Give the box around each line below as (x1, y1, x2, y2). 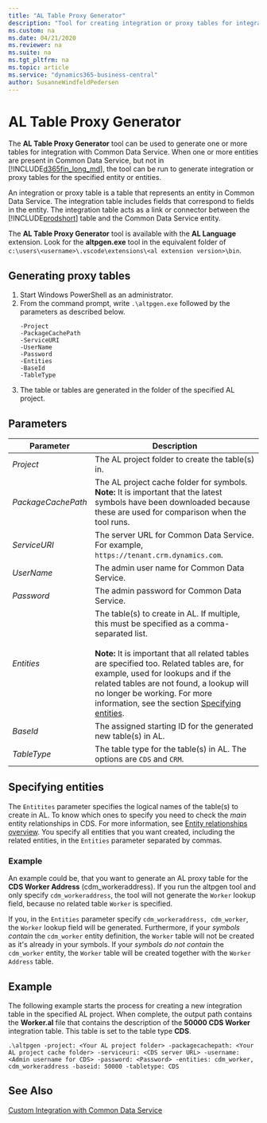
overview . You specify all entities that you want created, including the (8, 827, 235, 836)
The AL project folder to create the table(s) (95, 454, 255, 465)
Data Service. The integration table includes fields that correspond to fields (8, 197, 254, 206)
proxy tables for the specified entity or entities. (8, 173, 161, 182)
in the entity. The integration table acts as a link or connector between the (8, 205, 250, 215)
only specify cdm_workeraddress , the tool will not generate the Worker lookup (8, 890, 256, 900)
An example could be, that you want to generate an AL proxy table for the (8, 874, 249, 883)
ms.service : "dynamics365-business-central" (8, 71, 158, 79)
